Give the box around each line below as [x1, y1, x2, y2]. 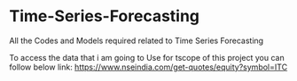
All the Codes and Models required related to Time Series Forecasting [9, 35, 264, 46]
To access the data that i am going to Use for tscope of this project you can [9, 52, 285, 63]
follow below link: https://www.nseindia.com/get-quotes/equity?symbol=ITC [9, 62, 288, 72]
